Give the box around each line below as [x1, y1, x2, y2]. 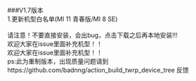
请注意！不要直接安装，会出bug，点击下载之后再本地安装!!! [7, 31, 178, 39]
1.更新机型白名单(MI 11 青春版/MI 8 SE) [7, 15, 118, 23]
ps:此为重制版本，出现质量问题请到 [7, 57, 109, 65]
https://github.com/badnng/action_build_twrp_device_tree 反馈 [7, 66, 190, 74]
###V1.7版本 [7, 6, 44, 14]
